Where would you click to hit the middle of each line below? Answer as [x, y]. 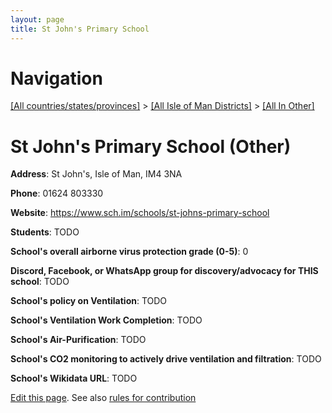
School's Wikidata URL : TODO [74, 378]
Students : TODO [45, 232]
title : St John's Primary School [80, 29]
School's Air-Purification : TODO [78, 340]
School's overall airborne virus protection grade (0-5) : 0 [129, 252]
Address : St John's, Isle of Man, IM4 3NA [96, 174]
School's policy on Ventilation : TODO [89, 301]
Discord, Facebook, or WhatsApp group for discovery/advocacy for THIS [164, 271]
